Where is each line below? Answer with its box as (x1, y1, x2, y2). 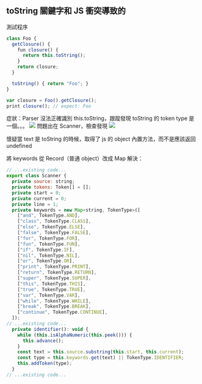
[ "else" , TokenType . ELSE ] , (17, 224, 86, 231)
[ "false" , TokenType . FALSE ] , (17, 230, 92, 236)
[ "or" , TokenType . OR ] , (17, 258, 75, 264)
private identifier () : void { (12, 326, 88, 332)
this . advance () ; (22, 338, 64, 344)
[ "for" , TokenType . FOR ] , (17, 235, 81, 242)
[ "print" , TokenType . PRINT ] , (17, 264, 92, 270)
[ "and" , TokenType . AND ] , (17, 213, 81, 219)
